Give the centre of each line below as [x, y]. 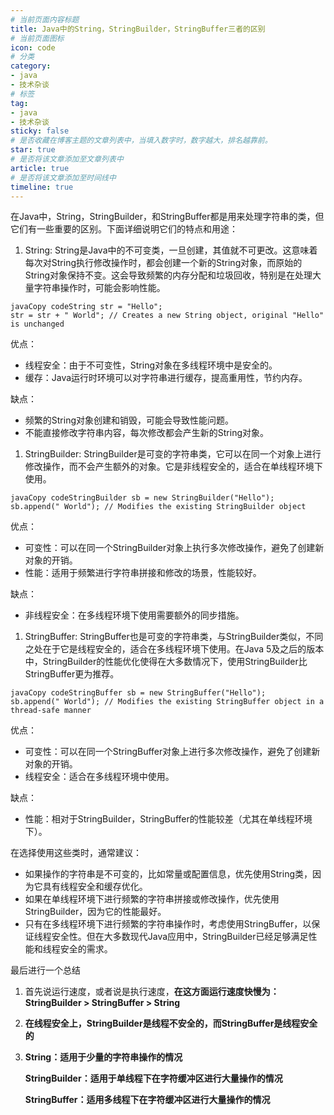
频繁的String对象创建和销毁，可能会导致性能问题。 [129, 420]
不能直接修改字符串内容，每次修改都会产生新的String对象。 [147, 433]
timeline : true [42, 187]
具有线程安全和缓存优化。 [95, 887]
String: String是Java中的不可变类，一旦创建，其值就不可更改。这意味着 [171, 250]
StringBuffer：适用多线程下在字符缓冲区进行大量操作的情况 [147, 1100]
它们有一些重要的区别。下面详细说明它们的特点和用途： [124, 229]
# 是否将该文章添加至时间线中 [63, 177]
